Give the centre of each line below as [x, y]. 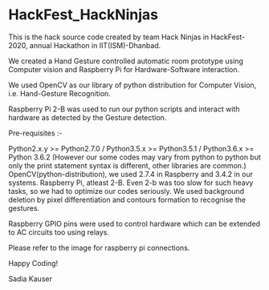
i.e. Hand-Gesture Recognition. [59, 93]
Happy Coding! [33, 263]
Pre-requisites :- [35, 133]
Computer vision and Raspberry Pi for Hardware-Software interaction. [124, 69]
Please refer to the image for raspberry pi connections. [99, 248]
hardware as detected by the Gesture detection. [88, 117]
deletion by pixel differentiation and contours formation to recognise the [127, 199]
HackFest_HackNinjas [84, 15]
